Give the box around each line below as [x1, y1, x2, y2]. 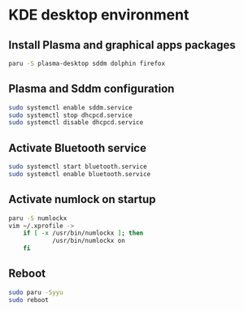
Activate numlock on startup [8, 192, 156, 206]
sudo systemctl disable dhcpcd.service [8, 119, 144, 127]
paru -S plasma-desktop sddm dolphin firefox [8, 59, 165, 67]
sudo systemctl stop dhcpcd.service [8, 111, 133, 119]
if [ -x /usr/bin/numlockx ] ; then [23, 229, 144, 237]
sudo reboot [8, 296, 49, 304]
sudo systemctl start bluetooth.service [8, 162, 148, 171]
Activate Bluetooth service [8, 140, 146, 155]
